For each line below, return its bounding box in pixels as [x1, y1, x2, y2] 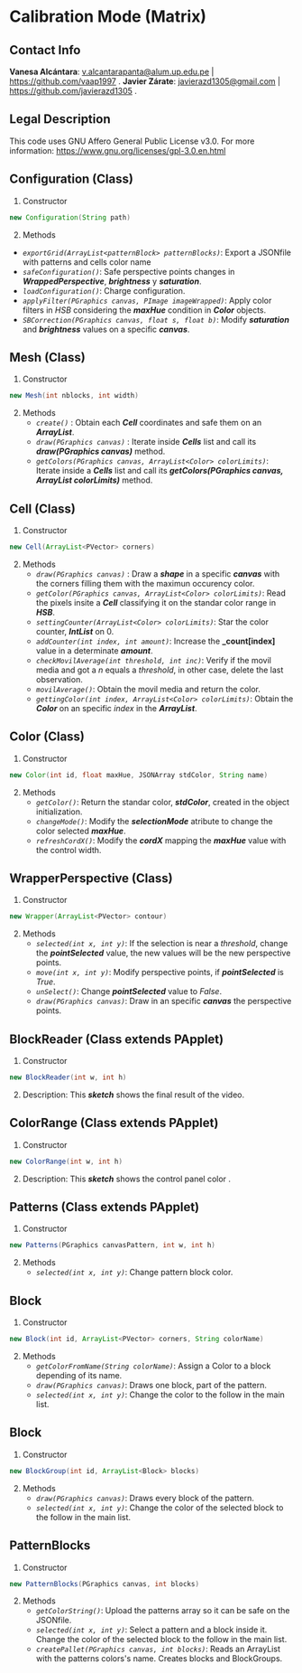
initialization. [35, 806, 83, 817]
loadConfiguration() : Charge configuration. [22, 285, 186, 296]
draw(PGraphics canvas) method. [35, 446, 166, 457]
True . [35, 976, 56, 987]
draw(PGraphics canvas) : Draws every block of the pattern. [35, 1492, 255, 1503]
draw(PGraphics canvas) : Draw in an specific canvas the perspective [35, 996, 292, 1007]
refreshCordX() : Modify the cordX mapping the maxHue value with [35, 834, 287, 846]
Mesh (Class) [9, 350, 86, 365]
